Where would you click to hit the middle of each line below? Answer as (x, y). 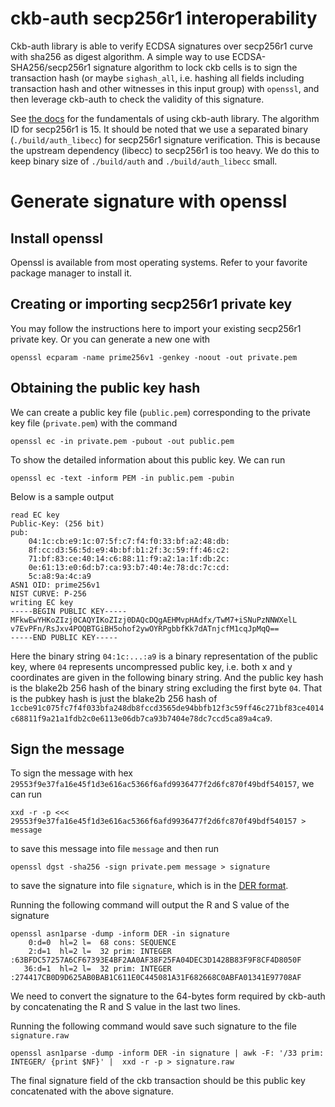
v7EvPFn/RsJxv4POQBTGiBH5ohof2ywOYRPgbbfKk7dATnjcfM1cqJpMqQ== (145, 628)
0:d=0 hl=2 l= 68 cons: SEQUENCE (102, 943)
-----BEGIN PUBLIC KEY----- (69, 611)
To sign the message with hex (71, 773)
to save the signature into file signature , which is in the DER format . (149, 886)
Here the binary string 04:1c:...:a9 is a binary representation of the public (164, 656)
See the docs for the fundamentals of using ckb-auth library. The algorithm (165, 118)
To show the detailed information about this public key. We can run (148, 459)
